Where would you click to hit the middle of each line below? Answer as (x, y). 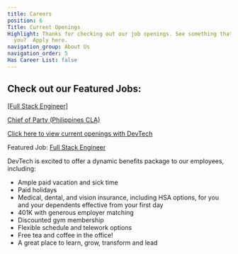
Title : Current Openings (44, 27)
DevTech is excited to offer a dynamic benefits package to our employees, (116, 161)
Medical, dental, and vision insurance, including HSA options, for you (118, 197)
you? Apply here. (41, 40)
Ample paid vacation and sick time (68, 182)
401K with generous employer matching (76, 212)
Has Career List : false (42, 60)
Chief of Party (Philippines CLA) (54, 120)
